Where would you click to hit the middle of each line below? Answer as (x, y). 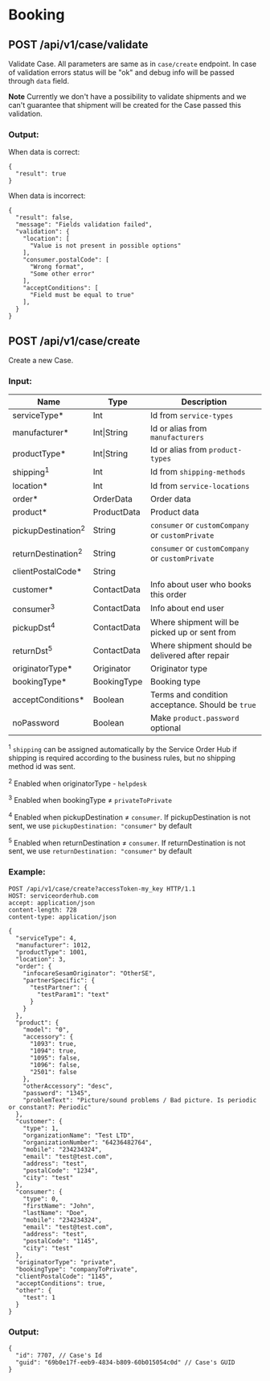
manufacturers (177, 438)
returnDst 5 (33, 651)
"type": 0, (41, 1199)
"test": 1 (39, 1297)
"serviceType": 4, (47, 938)
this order (168, 594)
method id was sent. (42, 766)
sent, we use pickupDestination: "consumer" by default (100, 825)
